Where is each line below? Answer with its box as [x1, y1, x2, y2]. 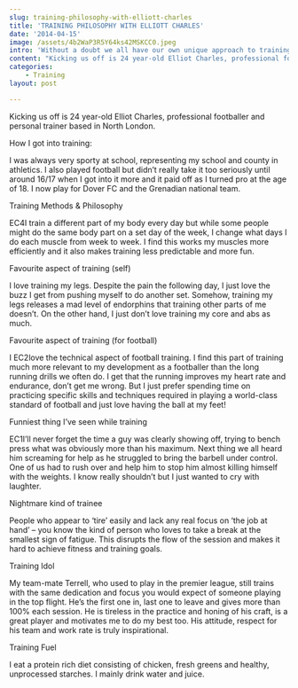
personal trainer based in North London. [9, 121, 156, 131]
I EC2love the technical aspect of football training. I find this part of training [9, 352, 284, 363]
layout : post [9, 79, 58, 88]
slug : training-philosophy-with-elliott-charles [9, 12, 192, 22]
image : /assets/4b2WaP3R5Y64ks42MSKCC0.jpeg [9, 37, 176, 47]
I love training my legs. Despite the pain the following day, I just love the [9, 280, 271, 291]
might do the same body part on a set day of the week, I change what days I [9, 227, 287, 238]
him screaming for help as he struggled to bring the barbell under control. [9, 452, 278, 463]
